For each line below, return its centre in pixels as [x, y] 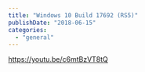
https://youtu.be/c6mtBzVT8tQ [58, 59]
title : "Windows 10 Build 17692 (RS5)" [73, 15]
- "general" [35, 37]
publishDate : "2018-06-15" [52, 23]
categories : [27, 30]
